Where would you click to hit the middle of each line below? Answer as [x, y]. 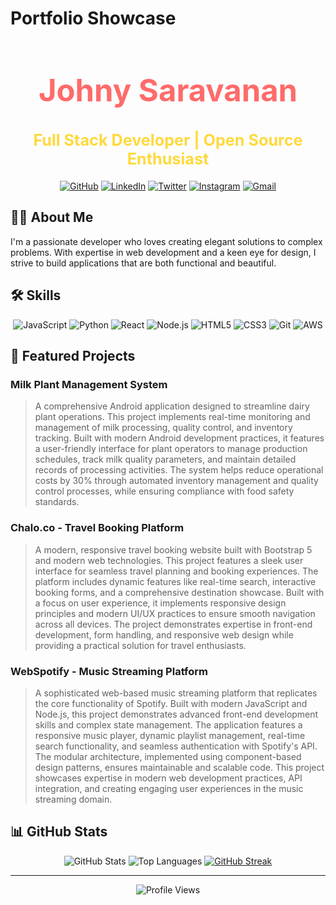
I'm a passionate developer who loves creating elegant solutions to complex [166, 241]
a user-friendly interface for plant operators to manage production [171, 449]
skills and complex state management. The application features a [168, 724]
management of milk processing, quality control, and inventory [163, 428]
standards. [57, 502]
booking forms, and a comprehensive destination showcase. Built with [179, 592]
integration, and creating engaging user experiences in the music [169, 788]
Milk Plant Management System [89, 384]
